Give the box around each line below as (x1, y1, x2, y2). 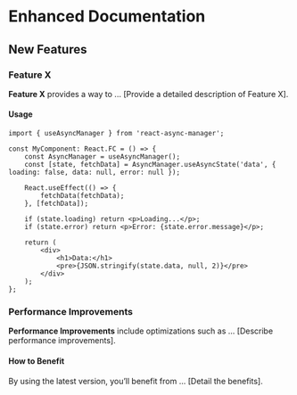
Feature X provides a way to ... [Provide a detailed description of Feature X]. (8, 88, 289, 99)
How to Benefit (8, 355, 65, 366)
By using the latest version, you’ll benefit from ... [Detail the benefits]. (8, 375, 264, 386)
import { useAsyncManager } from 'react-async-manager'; (8, 129, 225, 138)
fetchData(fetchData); (40, 192, 125, 201)
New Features (8, 42, 87, 57)
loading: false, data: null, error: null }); (8, 168, 180, 177)
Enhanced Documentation (8, 6, 206, 27)
